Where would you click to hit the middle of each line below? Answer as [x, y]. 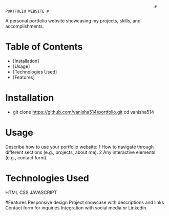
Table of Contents [44, 47]
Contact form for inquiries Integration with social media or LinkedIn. [76, 208]
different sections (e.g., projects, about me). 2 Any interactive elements [80, 152]
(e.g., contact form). [26, 157]
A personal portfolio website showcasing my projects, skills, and [73, 21]
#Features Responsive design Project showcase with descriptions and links [85, 202]
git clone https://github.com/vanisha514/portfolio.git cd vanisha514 [83, 112]
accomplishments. [25, 26]
